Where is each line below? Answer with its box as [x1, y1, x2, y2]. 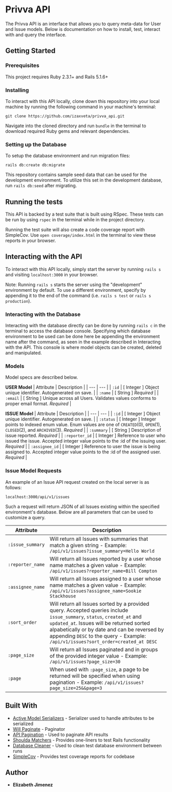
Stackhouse [49, 593, 76, 599]
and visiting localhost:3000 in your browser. [5, 271, 98, 277]
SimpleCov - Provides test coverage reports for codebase [12, 753, 135, 760]
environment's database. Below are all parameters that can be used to [5, 508, 154, 515]
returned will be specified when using [49, 672, 140, 679]
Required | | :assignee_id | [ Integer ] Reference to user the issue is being [5, 444, 160, 450]
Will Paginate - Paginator [12, 726, 66, 732]
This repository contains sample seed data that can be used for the [5, 171, 147, 178]
